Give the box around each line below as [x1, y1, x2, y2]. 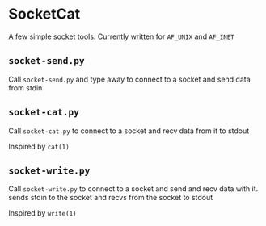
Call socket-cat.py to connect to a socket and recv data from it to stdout [8, 126, 250, 136]
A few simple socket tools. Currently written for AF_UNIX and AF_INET [8, 31, 234, 41]
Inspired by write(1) [8, 208, 77, 218]
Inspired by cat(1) [8, 141, 70, 151]
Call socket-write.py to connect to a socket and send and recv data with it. [8, 184, 259, 194]
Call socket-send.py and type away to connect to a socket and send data [8, 74, 251, 84]
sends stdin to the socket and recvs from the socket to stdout [8, 193, 213, 203]
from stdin [8, 82, 43, 93]
